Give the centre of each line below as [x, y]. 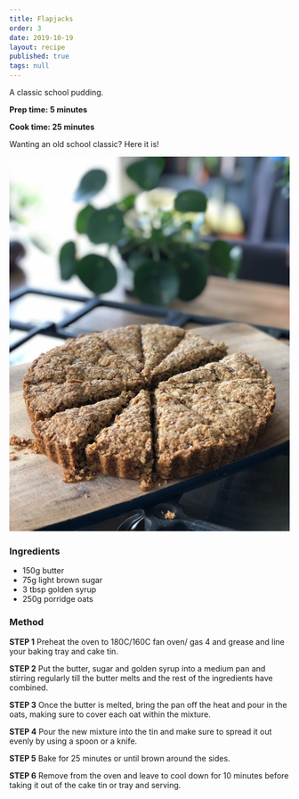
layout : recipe [37, 47]
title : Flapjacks [41, 19]
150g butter [43, 571]
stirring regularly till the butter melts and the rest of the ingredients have [141, 678]
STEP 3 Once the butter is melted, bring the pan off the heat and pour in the [148, 704]
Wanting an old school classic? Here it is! [85, 144]
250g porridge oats [57, 599]
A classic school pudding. [57, 92]
